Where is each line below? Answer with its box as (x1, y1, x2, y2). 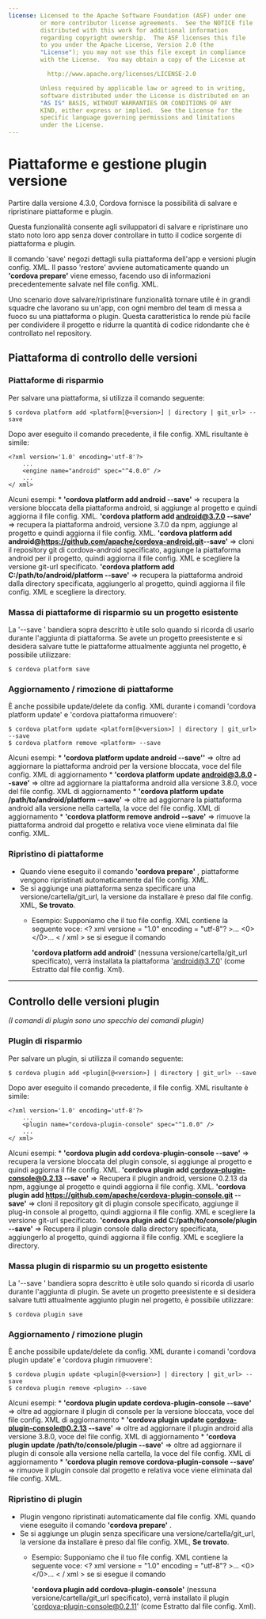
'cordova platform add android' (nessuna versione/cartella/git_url (31, 948, 248, 957)
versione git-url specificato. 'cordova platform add (8, 561, 175, 571)
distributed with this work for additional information (40, 26, 228, 34)
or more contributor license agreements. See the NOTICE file (40, 19, 253, 27)
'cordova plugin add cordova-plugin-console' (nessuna (31, 1584, 217, 1594)
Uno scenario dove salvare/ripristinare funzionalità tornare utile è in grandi (8, 295, 251, 304)
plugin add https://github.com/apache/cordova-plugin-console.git (8, 1190, 234, 1199)
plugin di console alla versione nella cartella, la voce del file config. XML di (8, 1449, 252, 1458)
